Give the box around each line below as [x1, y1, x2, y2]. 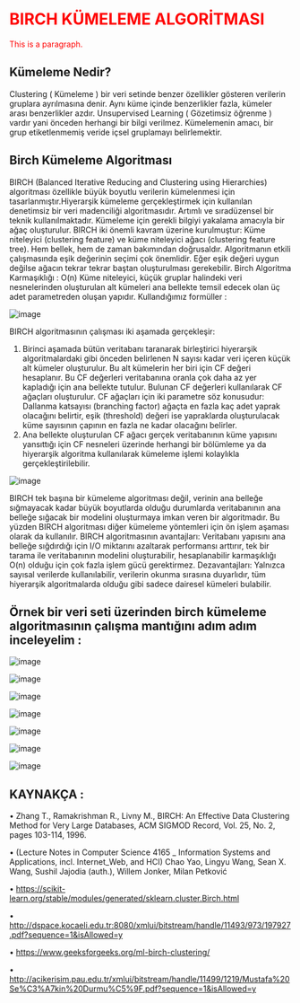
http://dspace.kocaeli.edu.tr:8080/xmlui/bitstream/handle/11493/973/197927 [9, 920, 291, 931]
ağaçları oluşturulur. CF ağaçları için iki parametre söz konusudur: [21, 391, 265, 401]
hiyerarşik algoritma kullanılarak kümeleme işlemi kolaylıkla [21, 448, 240, 459]
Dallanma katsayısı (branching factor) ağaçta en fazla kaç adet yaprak [21, 400, 280, 411]
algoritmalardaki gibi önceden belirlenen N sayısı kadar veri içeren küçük [21, 353, 291, 364]
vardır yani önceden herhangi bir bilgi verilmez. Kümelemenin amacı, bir [9, 117, 274, 128]
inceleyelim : [9, 632, 82, 647]
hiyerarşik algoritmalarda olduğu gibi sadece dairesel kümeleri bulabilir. [9, 578, 271, 589]
